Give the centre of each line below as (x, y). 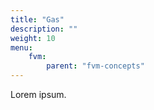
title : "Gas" (37, 19)
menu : (21, 47)
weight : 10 (33, 38)
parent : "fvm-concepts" (95, 66)
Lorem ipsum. (38, 94)
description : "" (44, 29)
